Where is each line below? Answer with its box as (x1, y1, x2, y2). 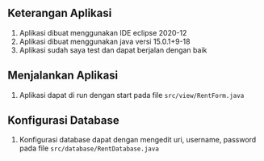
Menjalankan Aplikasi (7, 69, 119, 83)
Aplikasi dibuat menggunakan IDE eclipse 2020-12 (19, 28, 187, 37)
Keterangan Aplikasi (7, 6, 112, 20)
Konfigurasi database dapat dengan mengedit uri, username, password (19, 135, 257, 145)
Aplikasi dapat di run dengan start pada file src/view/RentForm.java (19, 90, 245, 100)
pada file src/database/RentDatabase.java (19, 143, 159, 153)
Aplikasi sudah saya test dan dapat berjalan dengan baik (19, 44, 207, 55)
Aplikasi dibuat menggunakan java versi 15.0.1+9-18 (19, 36, 191, 46)
